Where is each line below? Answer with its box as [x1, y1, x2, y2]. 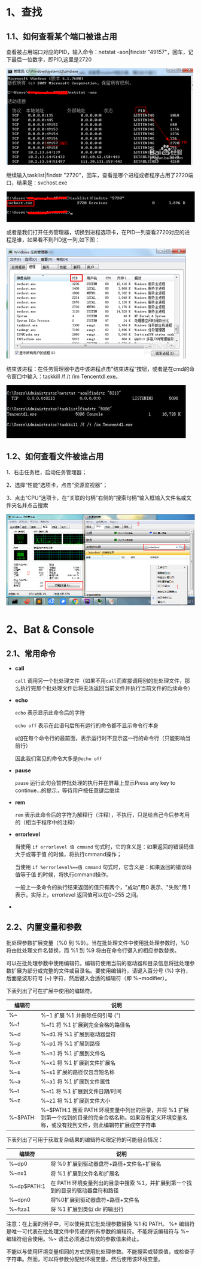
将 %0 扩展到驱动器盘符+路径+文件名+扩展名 [50, 1160, 162, 1168]
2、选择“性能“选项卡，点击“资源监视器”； [6, 481, 108, 489]
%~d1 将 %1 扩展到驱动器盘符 [41, 1031, 116, 1038]
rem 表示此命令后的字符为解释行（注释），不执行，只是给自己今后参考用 [14, 811, 190, 818]
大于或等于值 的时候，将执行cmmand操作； [14, 851, 122, 858]
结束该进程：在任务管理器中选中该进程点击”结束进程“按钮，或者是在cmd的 [6, 365, 190, 373]
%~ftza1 [8, 1206, 31, 1213]
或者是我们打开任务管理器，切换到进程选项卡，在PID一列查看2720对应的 [6, 228, 185, 236]
